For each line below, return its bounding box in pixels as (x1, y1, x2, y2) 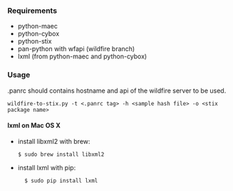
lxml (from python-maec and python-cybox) (17, 52, 147, 61)
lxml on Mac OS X (7, 121, 61, 130)
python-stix (17, 37, 52, 46)
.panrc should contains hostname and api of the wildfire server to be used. (7, 86, 227, 95)
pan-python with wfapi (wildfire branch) (17, 45, 135, 53)
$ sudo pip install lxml (24, 177, 98, 184)
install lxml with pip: (17, 163, 76, 172)
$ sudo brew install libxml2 (17, 150, 105, 158)
